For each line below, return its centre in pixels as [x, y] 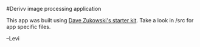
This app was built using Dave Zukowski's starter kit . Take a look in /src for [100, 20]
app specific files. [29, 27]
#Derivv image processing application [54, 9]
